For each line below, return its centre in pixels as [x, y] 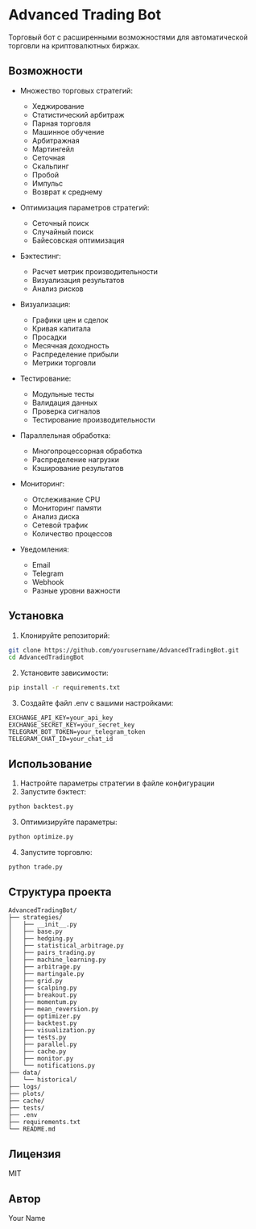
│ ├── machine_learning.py [57, 960]
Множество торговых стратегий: [76, 90]
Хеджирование [58, 106]
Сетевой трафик [60, 525]
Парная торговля [61, 123]
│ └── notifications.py [52, 1066]
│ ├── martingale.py [46, 974]
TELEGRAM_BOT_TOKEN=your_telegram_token [77, 732]
